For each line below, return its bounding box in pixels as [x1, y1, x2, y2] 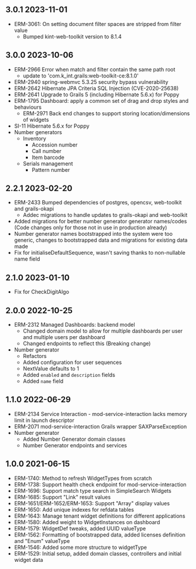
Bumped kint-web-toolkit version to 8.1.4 [22, 32, 122, 40]
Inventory [22, 135, 47, 142]
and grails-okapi [14, 205, 54, 212]
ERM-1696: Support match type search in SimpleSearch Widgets [14, 487, 172, 494]
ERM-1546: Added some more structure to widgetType [14, 544, 147, 551]
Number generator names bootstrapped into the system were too [14, 230, 173, 238]
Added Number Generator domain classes [22, 435, 126, 443]
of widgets [22, 116, 50, 123]
